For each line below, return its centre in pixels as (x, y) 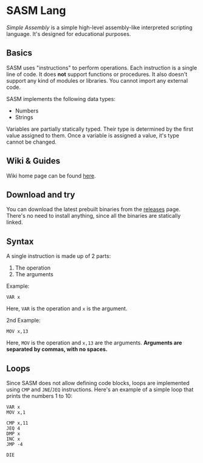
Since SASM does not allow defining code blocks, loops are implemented (98, 383)
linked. (15, 222)
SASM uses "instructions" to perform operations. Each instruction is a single (102, 68)
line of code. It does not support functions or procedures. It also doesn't (97, 74)
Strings (24, 117)
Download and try (41, 194)
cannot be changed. (31, 142)
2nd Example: (23, 321)
